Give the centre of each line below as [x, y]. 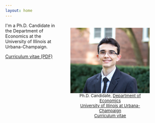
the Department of [24, 30]
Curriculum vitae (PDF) [29, 56]
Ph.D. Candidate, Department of [110, 96]
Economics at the [23, 36]
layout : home [19, 10]
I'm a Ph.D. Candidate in [30, 25]
